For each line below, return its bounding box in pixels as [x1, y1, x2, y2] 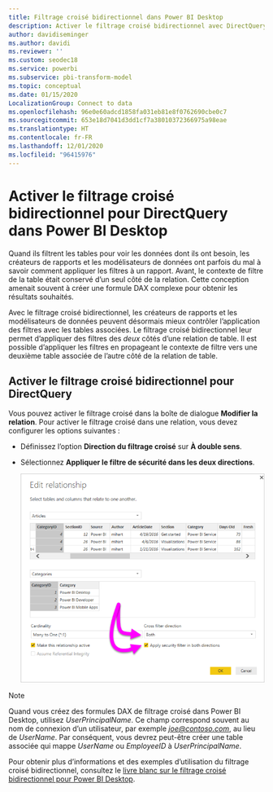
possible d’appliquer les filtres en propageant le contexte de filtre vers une [8, 342, 258, 352]
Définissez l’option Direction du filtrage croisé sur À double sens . [19, 442, 242, 451]
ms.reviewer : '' [8, 47, 63, 56]
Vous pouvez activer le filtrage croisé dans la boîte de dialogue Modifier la [8, 408, 258, 419]
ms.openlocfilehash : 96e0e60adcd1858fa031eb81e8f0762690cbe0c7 [8, 108, 227, 116]
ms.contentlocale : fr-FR [8, 134, 93, 142]
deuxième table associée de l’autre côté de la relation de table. [8, 350, 218, 360]
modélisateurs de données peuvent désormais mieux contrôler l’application [8, 316, 260, 326]
